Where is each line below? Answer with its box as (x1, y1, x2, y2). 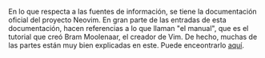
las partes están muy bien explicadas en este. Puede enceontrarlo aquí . (8, 41, 245, 50)
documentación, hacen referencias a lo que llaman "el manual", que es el (8, 24, 249, 33)
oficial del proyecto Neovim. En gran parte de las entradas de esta (8, 15, 227, 25)
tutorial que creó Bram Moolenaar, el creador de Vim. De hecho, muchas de (8, 32, 258, 41)
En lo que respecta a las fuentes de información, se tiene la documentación (8, 7, 258, 16)
